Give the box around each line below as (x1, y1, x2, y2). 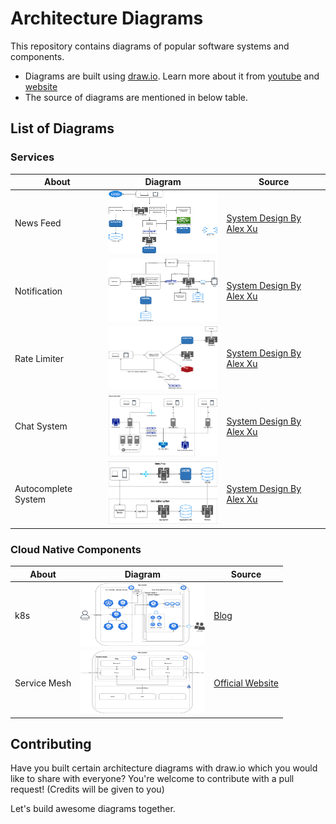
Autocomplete (14, 482, 73, 494)
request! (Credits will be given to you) (10, 783, 165, 796)
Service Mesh (14, 677, 72, 689)
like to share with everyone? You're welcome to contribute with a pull (10, 773, 295, 785)
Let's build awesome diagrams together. (10, 803, 176, 815)
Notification (14, 285, 63, 297)
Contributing (10, 736, 92, 753)
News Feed (14, 217, 62, 229)
